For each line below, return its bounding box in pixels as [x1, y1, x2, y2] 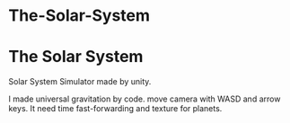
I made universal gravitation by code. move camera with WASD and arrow [8, 93, 281, 104]
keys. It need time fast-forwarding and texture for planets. [8, 103, 223, 114]
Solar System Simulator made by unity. [8, 76, 152, 87]
